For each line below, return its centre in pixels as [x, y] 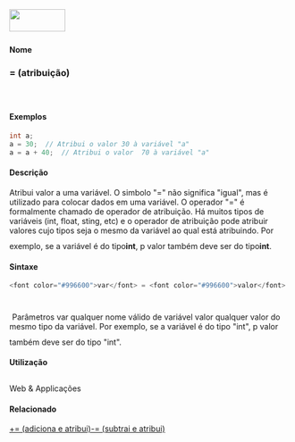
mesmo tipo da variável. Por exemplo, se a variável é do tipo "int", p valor [144, 326]
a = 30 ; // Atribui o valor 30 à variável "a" [100, 144]
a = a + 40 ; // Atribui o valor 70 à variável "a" [110, 152]
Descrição [29, 172]
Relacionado [33, 409]
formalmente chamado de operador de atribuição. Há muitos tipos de [137, 211]
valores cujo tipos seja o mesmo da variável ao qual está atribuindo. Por [142, 230]
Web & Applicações [46, 388]
